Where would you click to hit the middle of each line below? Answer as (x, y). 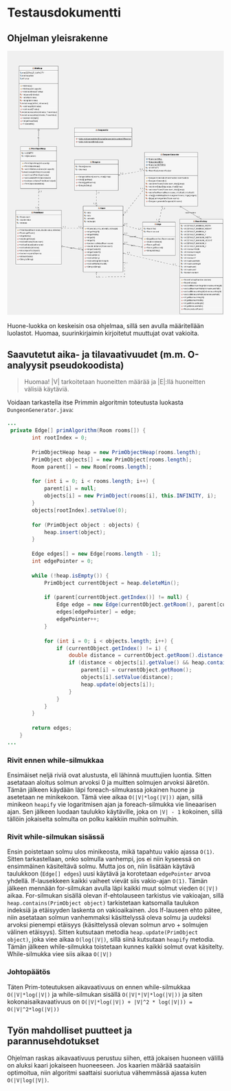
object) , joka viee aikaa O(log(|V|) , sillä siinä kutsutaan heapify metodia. (111, 940)
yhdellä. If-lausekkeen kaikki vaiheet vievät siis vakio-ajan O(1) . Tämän (108, 881)
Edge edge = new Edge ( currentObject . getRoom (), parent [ (138, 605)
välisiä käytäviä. (46, 389)
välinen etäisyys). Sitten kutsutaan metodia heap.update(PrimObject (102, 932)
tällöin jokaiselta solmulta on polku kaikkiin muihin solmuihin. (93, 819)
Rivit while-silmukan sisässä (56, 837)
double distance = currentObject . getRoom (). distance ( (147, 656)
